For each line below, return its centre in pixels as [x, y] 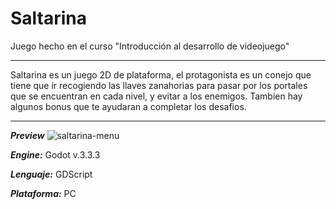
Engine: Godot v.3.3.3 [55, 154]
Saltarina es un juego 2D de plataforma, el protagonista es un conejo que [161, 74]
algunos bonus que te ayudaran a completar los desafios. [128, 106]
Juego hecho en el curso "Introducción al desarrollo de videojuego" [150, 46]
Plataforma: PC [43, 193]
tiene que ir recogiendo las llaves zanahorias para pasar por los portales [159, 85]
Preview [27, 135]
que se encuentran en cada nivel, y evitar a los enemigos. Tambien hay [156, 96]
